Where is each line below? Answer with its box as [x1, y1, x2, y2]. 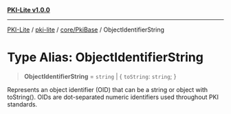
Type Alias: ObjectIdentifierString [7, 49, 204, 65]
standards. [7, 100, 38, 109]
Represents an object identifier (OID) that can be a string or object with [7, 85, 208, 93]
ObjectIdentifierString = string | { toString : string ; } [23, 72, 177, 80]
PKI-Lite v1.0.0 [7, 6, 50, 14]
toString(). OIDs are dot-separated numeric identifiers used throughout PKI [7, 93, 219, 101]
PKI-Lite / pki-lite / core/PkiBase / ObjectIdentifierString [7, 25, 165, 34]
